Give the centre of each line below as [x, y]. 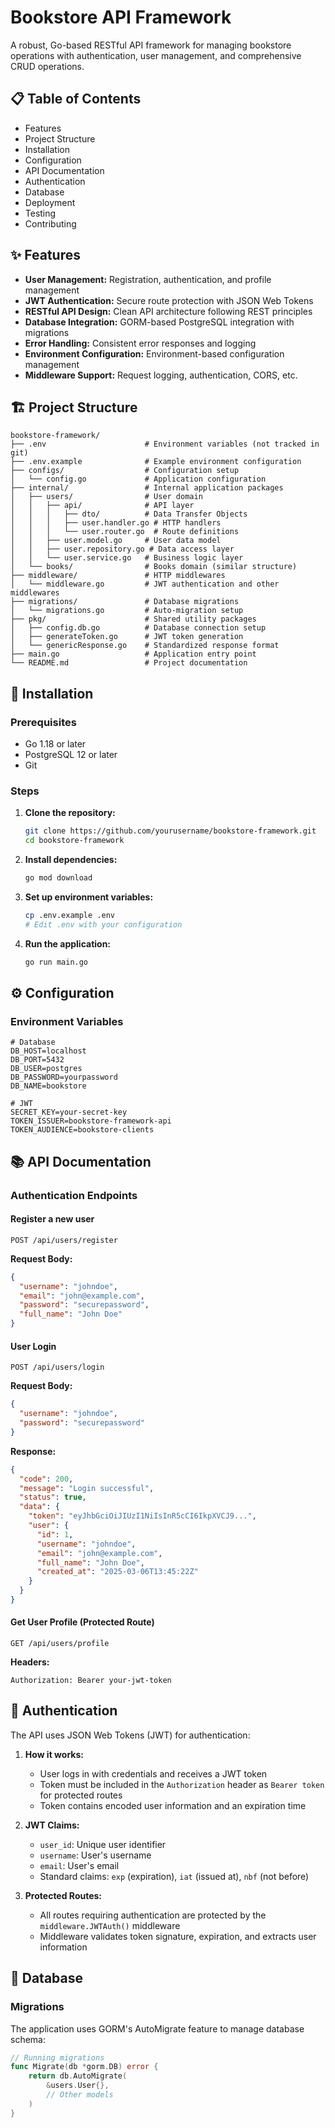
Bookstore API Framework [121, 17]
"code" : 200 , [46, 1479]
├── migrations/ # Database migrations [125, 602]
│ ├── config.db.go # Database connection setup [138, 628]
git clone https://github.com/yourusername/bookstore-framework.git [170, 831]
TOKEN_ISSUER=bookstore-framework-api [91, 1121]
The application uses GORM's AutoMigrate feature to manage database [157, 2028]
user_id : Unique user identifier [103, 1844]
